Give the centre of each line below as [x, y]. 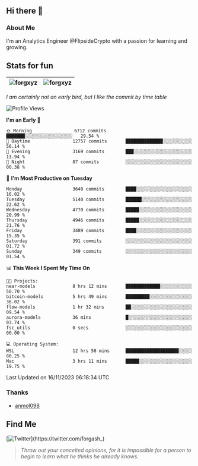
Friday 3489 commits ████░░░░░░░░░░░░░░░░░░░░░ [99, 230]
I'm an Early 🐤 [23, 120]
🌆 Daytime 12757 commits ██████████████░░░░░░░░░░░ [99, 141]
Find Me [21, 424]
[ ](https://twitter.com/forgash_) [55, 438]
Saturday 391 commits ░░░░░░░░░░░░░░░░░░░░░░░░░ [99, 241]
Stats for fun [30, 66]
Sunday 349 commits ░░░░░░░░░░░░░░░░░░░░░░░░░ [99, 251]
